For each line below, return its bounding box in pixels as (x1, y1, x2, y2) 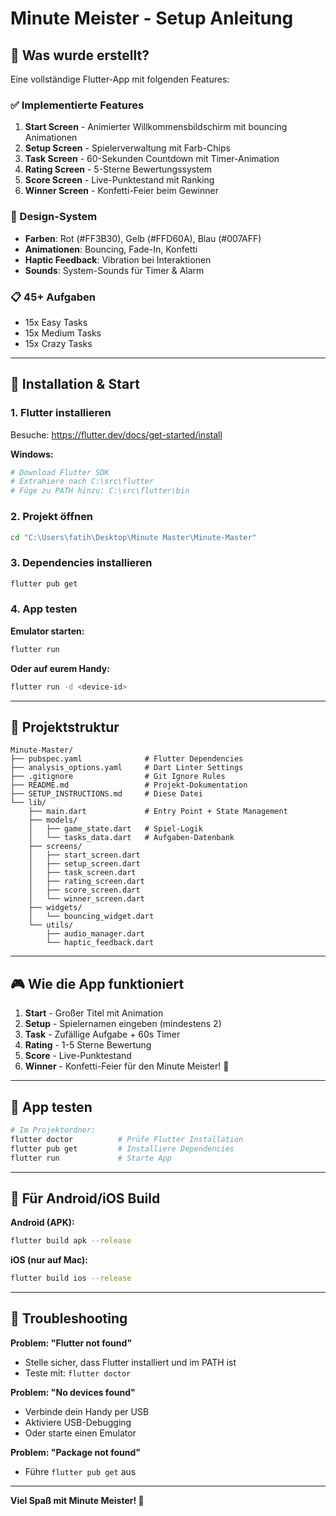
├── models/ (28, 815, 78, 826)
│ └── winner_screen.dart (28, 894, 145, 904)
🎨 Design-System (10, 210, 98, 224)
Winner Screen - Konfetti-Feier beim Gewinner (24, 185, 219, 197)
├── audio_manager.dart (46, 929, 145, 939)
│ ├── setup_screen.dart (28, 859, 141, 869)
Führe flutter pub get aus (24, 1465, 137, 1477)
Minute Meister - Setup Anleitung (10, 7, 294, 30)
